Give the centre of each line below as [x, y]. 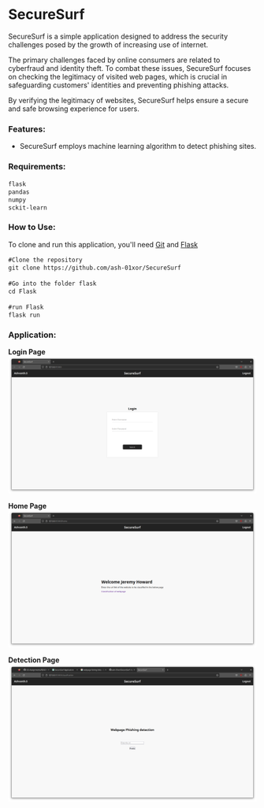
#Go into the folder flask [52, 284]
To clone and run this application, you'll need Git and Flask [103, 244]
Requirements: [37, 167]
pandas [19, 192]
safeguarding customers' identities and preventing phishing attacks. [119, 85]
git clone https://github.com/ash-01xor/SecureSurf [95, 268]
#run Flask [26, 307]
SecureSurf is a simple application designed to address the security [118, 36]
